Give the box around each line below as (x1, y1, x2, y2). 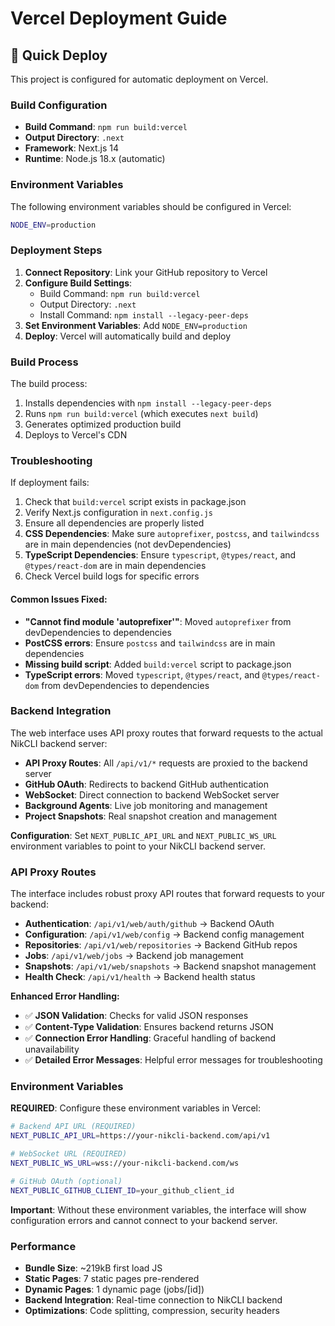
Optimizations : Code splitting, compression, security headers (24, 1305, 280, 1316)
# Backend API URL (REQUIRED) (10, 1122, 137, 1132)
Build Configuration (10, 98, 108, 112)
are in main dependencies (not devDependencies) (24, 538, 232, 551)
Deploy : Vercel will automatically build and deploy (24, 330, 232, 342)
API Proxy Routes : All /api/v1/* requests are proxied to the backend (24, 757, 308, 769)
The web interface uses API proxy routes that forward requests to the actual (10, 727, 323, 739)
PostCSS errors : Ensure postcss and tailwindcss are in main (24, 637, 276, 649)
